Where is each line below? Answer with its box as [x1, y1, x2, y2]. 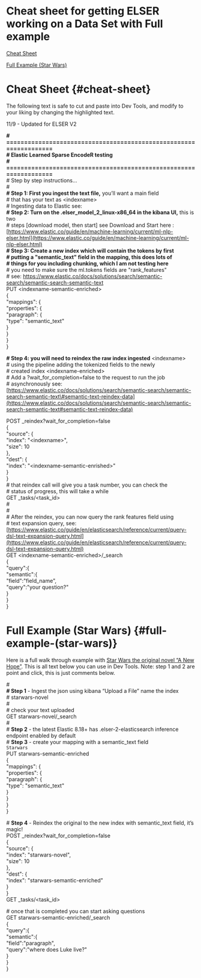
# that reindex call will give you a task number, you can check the [6, 481, 168, 488]
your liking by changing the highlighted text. [6, 108, 115, 115]
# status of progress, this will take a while [6, 487, 109, 494]
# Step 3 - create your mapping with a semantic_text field [6, 738, 149, 745]
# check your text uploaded [6, 706, 75, 713]
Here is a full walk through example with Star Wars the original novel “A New [6, 656, 195, 663]
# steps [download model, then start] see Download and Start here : [6, 221, 175, 229]
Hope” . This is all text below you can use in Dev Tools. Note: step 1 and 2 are [6, 663, 195, 670]
